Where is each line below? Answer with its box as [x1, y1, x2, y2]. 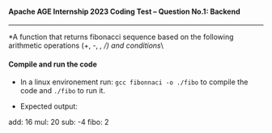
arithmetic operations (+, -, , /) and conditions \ [8, 41, 164, 50]
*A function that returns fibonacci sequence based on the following [8, 32, 234, 42]
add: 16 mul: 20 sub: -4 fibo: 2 [8, 118, 109, 127]
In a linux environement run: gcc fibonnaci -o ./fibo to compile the [19, 77, 249, 87]
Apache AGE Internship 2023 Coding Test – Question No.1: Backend [8, 6, 240, 16]
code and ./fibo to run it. [19, 86, 105, 96]
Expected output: [19, 101, 79, 111]
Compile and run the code [8, 59, 97, 69]
